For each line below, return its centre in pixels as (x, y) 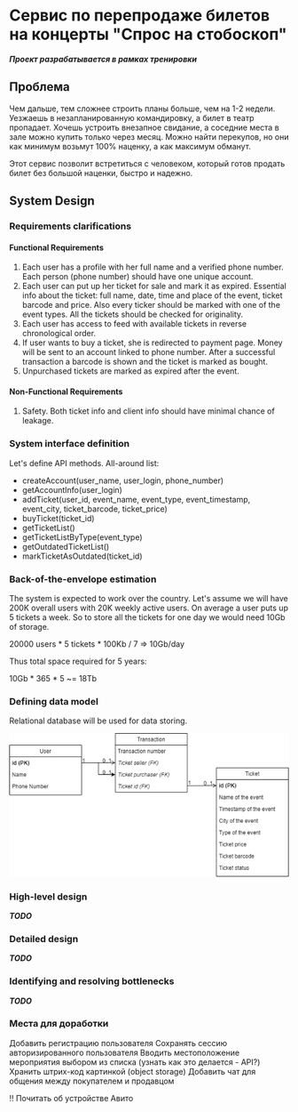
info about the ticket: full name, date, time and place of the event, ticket (152, 295)
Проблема (40, 87)
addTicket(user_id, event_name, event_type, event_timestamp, (136, 499)
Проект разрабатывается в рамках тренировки (103, 59)
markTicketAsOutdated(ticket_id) (82, 556)
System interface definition (70, 444)
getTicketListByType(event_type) (82, 537)
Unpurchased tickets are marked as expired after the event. (130, 371)
